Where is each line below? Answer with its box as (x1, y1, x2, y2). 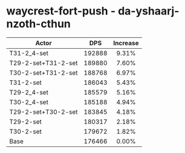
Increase (113, 39, 139, 47)
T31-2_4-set (9, 49, 48, 57)
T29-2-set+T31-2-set (9, 58, 78, 67)
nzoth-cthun (6, 17, 71, 31)
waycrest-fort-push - (6, 4, 116, 18)
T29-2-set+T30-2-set (9, 107, 78, 116)
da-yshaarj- (117, 4, 180, 18)
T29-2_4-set (9, 88, 48, 96)
